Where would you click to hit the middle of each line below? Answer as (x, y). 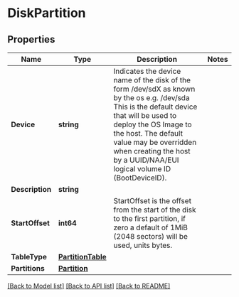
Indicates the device (147, 71)
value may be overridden (155, 142)
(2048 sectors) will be (151, 236)
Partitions (28, 268)
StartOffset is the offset (153, 201)
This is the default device (155, 107)
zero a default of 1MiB (151, 227)
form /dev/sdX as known (154, 89)
